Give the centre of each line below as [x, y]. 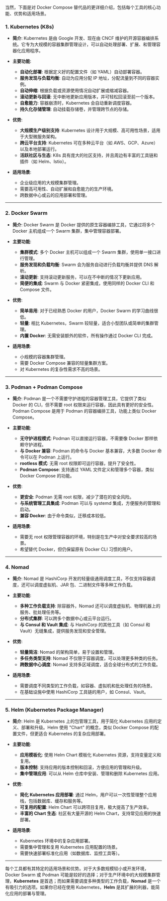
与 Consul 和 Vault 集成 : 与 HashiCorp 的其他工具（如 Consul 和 [85, 625]
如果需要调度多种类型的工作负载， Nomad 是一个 [111, 881]
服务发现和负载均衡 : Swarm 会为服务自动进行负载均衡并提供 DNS [86, 264]
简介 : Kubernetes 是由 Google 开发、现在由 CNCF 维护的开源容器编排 [83, 38]
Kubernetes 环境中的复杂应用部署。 [56, 841]
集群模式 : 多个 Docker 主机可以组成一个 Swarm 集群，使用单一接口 [88, 252]
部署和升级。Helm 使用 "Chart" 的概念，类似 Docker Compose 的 [88, 728]
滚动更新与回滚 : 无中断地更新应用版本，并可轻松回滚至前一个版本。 [88, 97]
